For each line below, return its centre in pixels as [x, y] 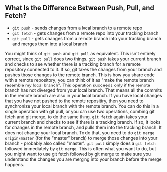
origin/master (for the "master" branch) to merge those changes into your [81, 138]
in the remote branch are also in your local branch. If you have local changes [83, 95]
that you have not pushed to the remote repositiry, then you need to [74, 101]
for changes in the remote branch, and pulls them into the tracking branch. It [83, 127]
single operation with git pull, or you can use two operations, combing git [80, 111]
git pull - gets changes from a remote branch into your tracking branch [87, 38]
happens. [15, 164]
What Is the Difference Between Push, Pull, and [80, 8]
